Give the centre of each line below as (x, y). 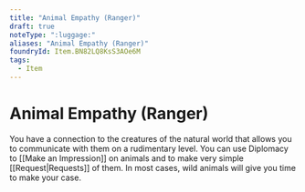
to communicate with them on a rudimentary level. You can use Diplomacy (149, 148)
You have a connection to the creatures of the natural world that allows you (151, 138)
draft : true (32, 26)
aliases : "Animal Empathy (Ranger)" (79, 43)
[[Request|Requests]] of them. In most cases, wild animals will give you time (153, 167)
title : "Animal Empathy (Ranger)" (75, 18)
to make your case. (46, 177)
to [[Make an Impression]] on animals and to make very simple (127, 158)
